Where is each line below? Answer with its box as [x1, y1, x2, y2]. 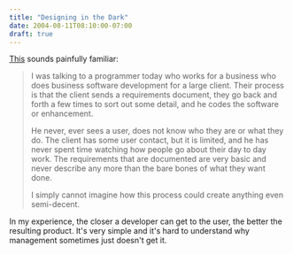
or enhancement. [30, 108, 94, 119]
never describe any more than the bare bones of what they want [30, 163, 266, 173]
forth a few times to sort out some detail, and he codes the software [30, 99, 279, 110]
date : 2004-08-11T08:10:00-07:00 [9, 21, 133, 30]
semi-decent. [30, 199, 81, 210]
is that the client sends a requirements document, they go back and [30, 89, 277, 100]
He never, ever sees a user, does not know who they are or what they [30, 126, 284, 136]
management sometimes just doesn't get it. [9, 235, 167, 246]
